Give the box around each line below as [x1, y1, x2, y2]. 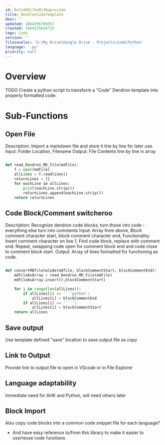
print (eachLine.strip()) [23, 185, 75, 190]
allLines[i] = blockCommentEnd [31, 295, 97, 300]
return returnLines [14, 195, 55, 200]
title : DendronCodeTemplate [5, 12, 64, 17]
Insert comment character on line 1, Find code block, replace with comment [5, 238, 161, 244]
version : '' [5, 35, 30, 40]
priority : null [5, 49, 37, 54]
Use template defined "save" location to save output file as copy [5, 336, 138, 342]
